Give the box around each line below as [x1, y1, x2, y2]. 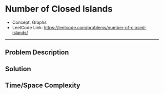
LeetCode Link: [12, 24, 43, 30]
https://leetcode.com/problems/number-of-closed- [43, 24, 147, 30]
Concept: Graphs [12, 19, 47, 25]
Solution [5, 64, 31, 73]
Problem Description [5, 48, 69, 57]
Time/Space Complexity [5, 81, 81, 90]
